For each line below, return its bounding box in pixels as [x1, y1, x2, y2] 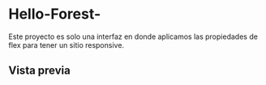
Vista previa [8, 64, 71, 78]
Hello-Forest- [8, 5, 101, 23]
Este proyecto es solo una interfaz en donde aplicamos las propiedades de [8, 32, 258, 41]
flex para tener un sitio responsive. [8, 40, 124, 49]
